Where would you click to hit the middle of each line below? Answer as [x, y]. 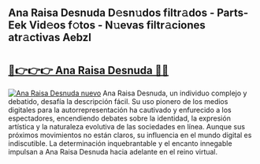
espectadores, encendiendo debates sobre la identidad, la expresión [119, 118]
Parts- [232, 13]
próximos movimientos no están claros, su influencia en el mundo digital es [130, 135]
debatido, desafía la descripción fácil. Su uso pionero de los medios [118, 101]
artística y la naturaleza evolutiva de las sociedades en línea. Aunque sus [127, 127]
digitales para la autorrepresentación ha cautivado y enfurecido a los [120, 110]
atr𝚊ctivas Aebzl [50, 37]
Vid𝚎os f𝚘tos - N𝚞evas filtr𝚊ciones [117, 26]
